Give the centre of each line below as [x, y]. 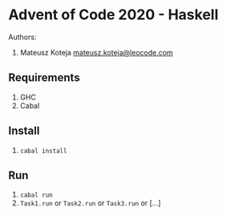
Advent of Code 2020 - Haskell [113, 15]
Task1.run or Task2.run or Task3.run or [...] [91, 203]
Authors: [22, 37]
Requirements [44, 78]
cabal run [36, 195]
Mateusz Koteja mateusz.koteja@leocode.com [97, 52]
